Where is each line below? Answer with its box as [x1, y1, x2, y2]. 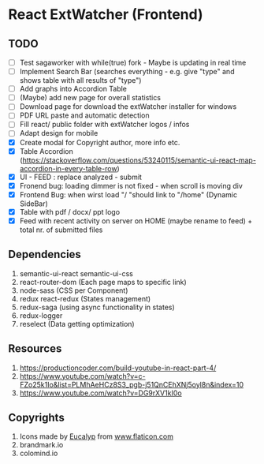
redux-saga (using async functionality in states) [19, 302, 175, 312]
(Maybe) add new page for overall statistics [19, 93, 162, 103]
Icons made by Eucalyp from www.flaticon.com [19, 432, 173, 441]
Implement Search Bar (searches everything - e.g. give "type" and [19, 67, 235, 77]
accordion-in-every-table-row [19, 163, 117, 173]
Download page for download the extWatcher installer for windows [19, 102, 237, 111]
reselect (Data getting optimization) [19, 319, 136, 328]
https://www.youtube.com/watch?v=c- [19, 371, 146, 380]
